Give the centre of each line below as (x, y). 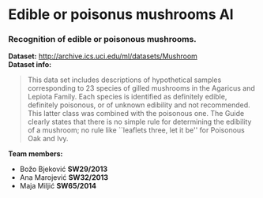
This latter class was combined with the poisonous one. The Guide (136, 114)
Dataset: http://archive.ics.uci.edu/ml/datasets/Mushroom (103, 56)
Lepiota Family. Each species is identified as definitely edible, (127, 97)
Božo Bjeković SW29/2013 (64, 169)
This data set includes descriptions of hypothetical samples (124, 80)
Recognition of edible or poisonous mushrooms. (103, 39)
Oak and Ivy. (48, 139)
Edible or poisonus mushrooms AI (121, 15)
